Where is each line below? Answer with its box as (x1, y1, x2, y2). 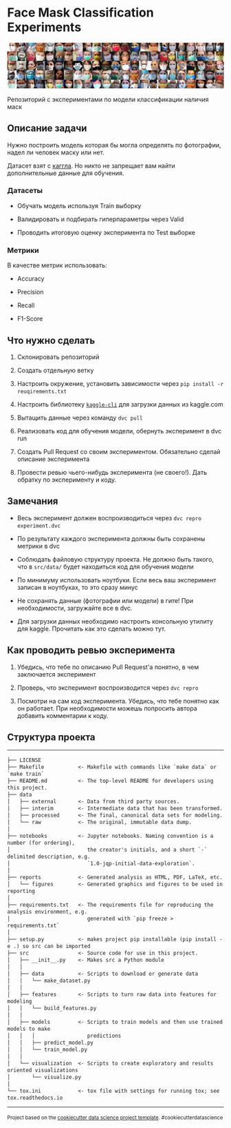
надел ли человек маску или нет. (7, 148, 104, 156)
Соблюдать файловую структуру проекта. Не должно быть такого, (16, 555, 214, 563)
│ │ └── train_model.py (7, 1046, 88, 1054)
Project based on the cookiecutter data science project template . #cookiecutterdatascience (7, 1114, 223, 1121)
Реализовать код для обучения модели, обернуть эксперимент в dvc (16, 427, 222, 435)
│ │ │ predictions (7, 1032, 122, 1040)
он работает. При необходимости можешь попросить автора (16, 704, 197, 712)
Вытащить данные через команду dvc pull (16, 413, 143, 422)
